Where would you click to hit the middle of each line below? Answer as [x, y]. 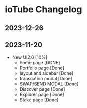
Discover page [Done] [42, 89]
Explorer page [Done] [42, 95]
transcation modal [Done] [46, 79]
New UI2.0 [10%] [30, 57]
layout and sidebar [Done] [47, 73]
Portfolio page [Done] [42, 68]
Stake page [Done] [39, 100]
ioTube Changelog [43, 9]
